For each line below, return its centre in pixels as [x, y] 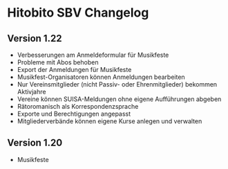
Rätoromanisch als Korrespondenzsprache [78, 106]
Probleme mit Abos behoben [58, 62]
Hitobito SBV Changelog [78, 13]
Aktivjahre [31, 92]
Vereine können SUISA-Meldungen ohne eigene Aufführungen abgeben [119, 99]
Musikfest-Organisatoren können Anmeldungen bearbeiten [101, 77]
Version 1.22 [35, 38]
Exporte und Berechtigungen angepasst [74, 114]
